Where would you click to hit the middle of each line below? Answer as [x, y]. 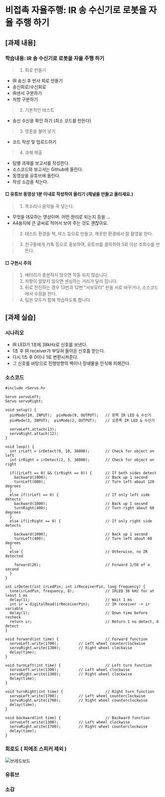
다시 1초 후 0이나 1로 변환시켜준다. [45, 357]
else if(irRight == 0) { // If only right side [81, 521]
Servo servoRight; [24, 401]
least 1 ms [16, 596]
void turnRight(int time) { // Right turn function [80, 692]
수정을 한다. [45, 294]
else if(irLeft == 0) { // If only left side [80, 495]
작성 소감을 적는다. [30, 182]
